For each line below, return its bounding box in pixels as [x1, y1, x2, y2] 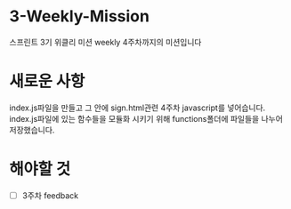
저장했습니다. [9, 125, 55, 135]
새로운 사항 [9, 71, 85, 92]
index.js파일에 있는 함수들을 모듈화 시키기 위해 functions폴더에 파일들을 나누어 [9, 113, 283, 124]
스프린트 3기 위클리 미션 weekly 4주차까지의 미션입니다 [9, 36, 202, 47]
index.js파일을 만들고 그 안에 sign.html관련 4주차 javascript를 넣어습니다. [9, 102, 266, 113]
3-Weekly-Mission [9, 6, 150, 27]
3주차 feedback [21, 189, 79, 201]
